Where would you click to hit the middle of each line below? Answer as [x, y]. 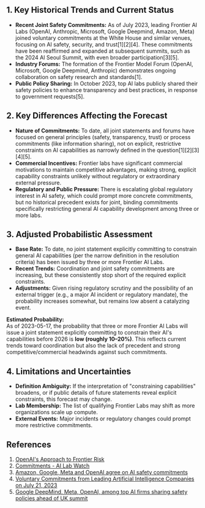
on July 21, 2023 [36, 485]
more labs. [28, 215]
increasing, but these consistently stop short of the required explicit [100, 275]
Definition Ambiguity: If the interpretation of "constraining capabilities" [105, 386]
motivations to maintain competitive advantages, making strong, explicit [106, 169]
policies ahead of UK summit [51, 498]
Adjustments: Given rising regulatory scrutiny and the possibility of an [104, 288]
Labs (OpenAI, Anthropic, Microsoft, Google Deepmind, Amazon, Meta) [105, 31]
